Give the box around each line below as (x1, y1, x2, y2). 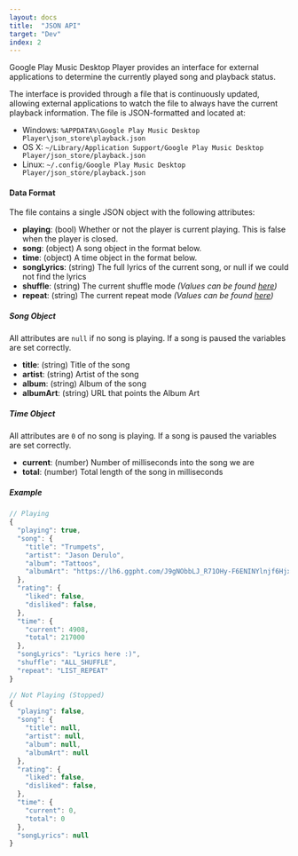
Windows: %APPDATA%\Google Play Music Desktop (21, 125, 200, 136)
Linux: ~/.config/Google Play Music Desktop (21, 159, 186, 170)
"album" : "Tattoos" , (25, 559, 101, 568)
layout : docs (9, 12, 58, 22)
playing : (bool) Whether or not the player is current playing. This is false (21, 224, 286, 235)
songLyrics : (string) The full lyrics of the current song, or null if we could (21, 262, 289, 273)
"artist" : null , (25, 732, 86, 741)
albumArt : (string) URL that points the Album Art (21, 388, 200, 399)
